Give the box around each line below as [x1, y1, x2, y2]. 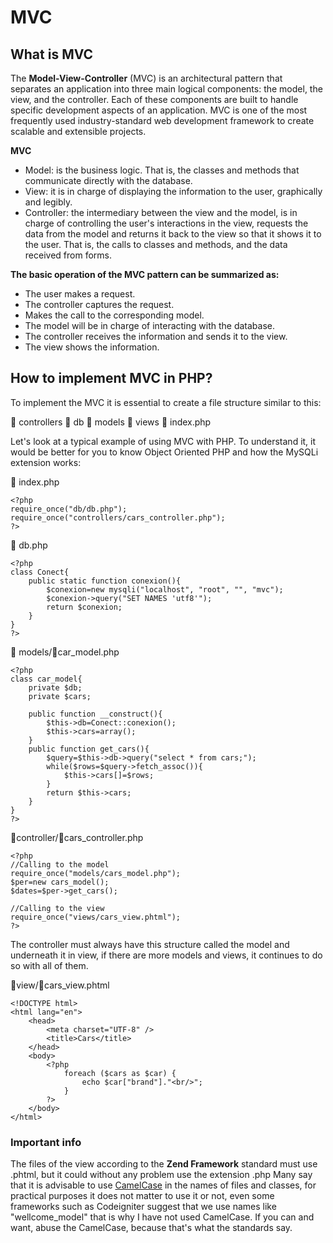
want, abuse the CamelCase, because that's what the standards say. [10, 1222, 293, 1234]
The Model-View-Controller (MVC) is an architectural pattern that [10, 72, 283, 84]
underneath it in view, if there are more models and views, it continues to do [10, 949, 323, 961]
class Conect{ [10, 567, 70, 577]
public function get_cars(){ [28, 744, 150, 754]
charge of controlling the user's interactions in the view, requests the [24, 217, 309, 229]
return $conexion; [46, 602, 123, 612]
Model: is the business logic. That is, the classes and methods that [24, 164, 300, 176]
